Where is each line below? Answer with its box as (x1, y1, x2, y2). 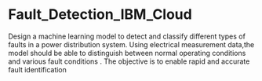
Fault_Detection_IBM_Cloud (8, 6, 192, 24)
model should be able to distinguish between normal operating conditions (8, 48, 246, 57)
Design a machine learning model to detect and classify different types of (8, 31, 246, 41)
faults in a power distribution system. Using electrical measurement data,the (8, 39, 255, 49)
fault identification (8, 64, 67, 74)
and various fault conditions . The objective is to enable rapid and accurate (8, 57, 250, 66)
